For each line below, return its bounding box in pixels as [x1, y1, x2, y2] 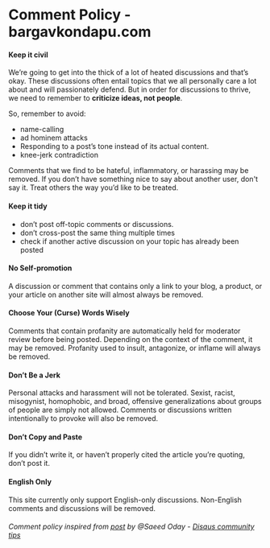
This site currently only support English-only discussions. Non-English [8, 495, 242, 505]
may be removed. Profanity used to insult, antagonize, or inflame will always [8, 344, 261, 352]
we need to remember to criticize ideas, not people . [8, 93, 183, 103]
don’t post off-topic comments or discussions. [19, 219, 174, 229]
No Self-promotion [8, 263, 73, 273]
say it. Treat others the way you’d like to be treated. [8, 183, 179, 192]
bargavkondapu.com [8, 23, 152, 41]
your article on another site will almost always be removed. [8, 290, 204, 299]
